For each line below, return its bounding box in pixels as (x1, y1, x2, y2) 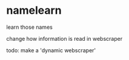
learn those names (6, 23, 53, 31)
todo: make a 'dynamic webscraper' (6, 46, 96, 54)
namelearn (6, 4, 62, 17)
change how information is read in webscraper (6, 35, 123, 42)
